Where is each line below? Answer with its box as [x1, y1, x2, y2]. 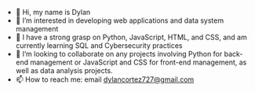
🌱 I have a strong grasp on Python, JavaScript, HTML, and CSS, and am [15, 32, 247, 42]
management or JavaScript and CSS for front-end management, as [30, 57, 247, 67]
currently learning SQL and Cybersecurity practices [15, 41, 183, 50]
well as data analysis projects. [15, 66, 113, 75]
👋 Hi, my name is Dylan [15, 8, 91, 17]
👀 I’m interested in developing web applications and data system [15, 16, 224, 25]
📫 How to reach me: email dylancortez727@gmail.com [15, 75, 195, 84]
